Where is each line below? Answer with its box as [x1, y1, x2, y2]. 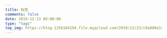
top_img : [5, 26, 23, 31]
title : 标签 [5, 7, 28, 12]
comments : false [5, 12, 39, 17]
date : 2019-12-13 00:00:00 [5, 16, 61, 21]
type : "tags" [5, 21, 32, 26]
